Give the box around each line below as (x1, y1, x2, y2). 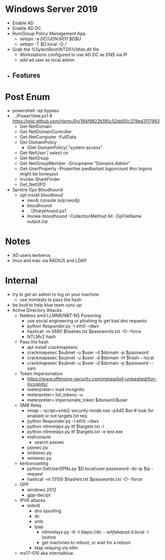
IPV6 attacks (19, 497, 46, 503)
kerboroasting (19, 461, 48, 467)
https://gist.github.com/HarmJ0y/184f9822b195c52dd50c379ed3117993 (12, 118, 160, 124)
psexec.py (27, 445, 48, 451)
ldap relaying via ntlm (34, 545, 78, 551)
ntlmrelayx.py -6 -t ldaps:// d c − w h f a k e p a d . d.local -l (41, 529, 149, 535)
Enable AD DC (12, 25, 41, 31)
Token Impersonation (19, 371, 63, 377)
